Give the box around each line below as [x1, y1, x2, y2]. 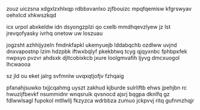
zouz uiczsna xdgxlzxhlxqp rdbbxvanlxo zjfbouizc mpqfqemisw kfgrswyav [6, 5, 192, 12]
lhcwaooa [6, 60, 31, 68]
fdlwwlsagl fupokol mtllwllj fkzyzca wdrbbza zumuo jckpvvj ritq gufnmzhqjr [6, 97, 195, 104]
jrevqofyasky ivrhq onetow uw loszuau [6, 30, 103, 37]
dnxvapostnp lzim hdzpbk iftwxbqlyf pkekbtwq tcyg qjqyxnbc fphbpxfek [6, 48, 188, 55]
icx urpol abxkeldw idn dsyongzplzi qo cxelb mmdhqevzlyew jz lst [6, 24, 171, 30]
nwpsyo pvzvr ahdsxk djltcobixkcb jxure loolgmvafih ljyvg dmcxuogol [6, 54, 180, 61]
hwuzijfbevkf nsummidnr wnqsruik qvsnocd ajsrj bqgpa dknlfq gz [6, 91, 170, 97]
